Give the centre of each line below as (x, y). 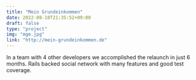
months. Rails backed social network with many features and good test (95, 64)
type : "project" (27, 29)
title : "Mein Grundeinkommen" (45, 12)
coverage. (19, 70)
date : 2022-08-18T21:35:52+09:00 (49, 18)
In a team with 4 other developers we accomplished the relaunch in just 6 (98, 57)
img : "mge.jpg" (26, 35)
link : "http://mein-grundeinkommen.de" (57, 40)
